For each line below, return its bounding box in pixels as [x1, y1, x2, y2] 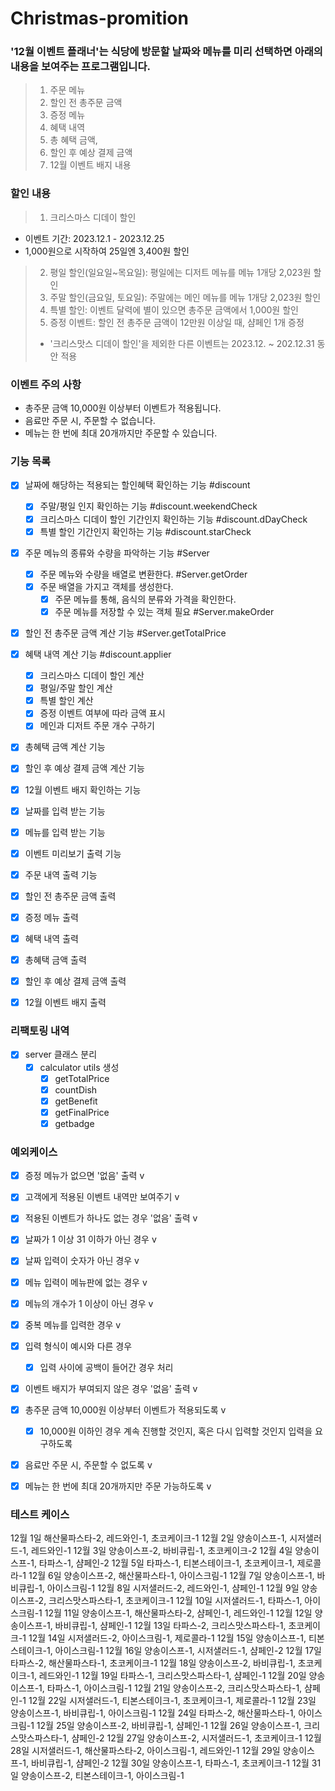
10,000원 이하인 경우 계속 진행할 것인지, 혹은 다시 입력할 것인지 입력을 [39, 1425, 313, 1437]
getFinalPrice [54, 1106, 110, 1118]
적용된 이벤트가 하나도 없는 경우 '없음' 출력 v [24, 1212, 198, 1224]
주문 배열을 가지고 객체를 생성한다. [39, 580, 174, 592]
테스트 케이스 [10, 1508, 70, 1522]
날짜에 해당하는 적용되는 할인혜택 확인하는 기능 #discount [24, 479, 251, 491]
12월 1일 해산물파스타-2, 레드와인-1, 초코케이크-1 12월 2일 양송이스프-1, [10, 1532, 288, 1544]
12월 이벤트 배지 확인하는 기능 [24, 783, 142, 796]
